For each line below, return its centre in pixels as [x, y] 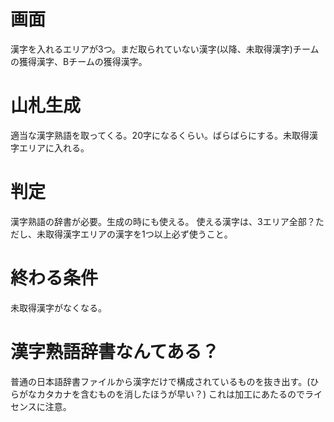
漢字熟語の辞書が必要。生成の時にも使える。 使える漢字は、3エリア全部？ [163, 221]
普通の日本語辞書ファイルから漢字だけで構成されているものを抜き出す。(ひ [165, 381]
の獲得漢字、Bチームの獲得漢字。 [79, 61]
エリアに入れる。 [54, 147]
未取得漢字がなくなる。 [58, 307]
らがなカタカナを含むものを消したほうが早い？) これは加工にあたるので [158, 394]
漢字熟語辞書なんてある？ [115, 351]
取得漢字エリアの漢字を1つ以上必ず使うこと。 [138, 234]
